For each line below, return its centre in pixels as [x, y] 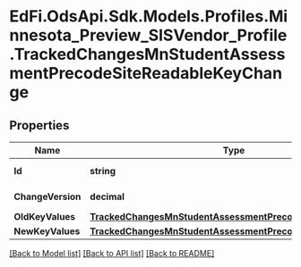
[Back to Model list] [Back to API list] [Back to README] [112, 253]
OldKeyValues [45, 217]
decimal [107, 196]
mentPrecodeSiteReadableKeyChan [146, 74]
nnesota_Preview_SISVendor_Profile [148, 35]
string [103, 171]
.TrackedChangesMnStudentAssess [147, 54]
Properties [39, 125]
